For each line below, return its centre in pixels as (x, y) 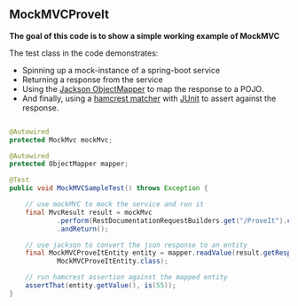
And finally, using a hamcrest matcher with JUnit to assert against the (149, 98)
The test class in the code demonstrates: (84, 53)
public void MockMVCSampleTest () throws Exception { (109, 188)
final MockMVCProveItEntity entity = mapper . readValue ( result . (145, 253)
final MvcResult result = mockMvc (89, 212)
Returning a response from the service (92, 80)
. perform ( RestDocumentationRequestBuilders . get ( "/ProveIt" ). (172, 220)
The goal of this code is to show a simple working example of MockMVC (145, 35)
